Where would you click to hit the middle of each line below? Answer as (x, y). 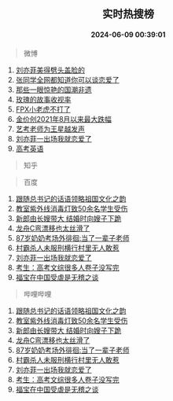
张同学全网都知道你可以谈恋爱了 (67, 79)
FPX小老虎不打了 (43, 109)
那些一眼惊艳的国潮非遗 (53, 90)
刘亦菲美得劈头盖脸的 (50, 70)
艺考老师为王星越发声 (50, 129)
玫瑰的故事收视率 (43, 99)
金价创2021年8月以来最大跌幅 (64, 119)
